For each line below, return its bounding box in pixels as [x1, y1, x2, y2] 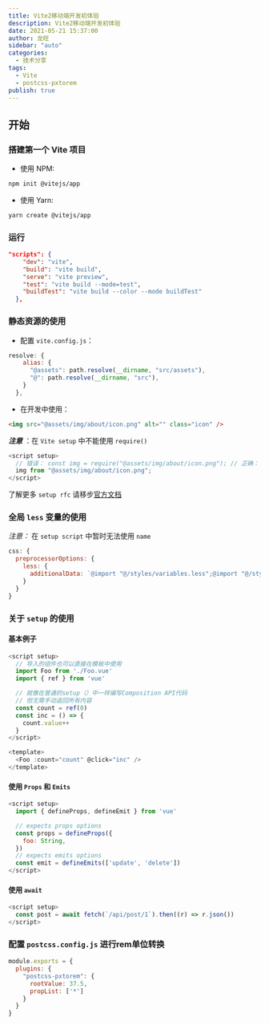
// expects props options [15, 821, 102, 830]
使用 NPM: [19, 164, 54, 173]
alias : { [22, 359, 52, 367]
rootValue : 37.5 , [29, 979, 88, 987]
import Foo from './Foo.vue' [15, 667, 113, 675]
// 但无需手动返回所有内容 [15, 697, 92, 705]
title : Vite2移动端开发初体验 [8, 11, 100, 20]
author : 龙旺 [8, 34, 50, 43]
